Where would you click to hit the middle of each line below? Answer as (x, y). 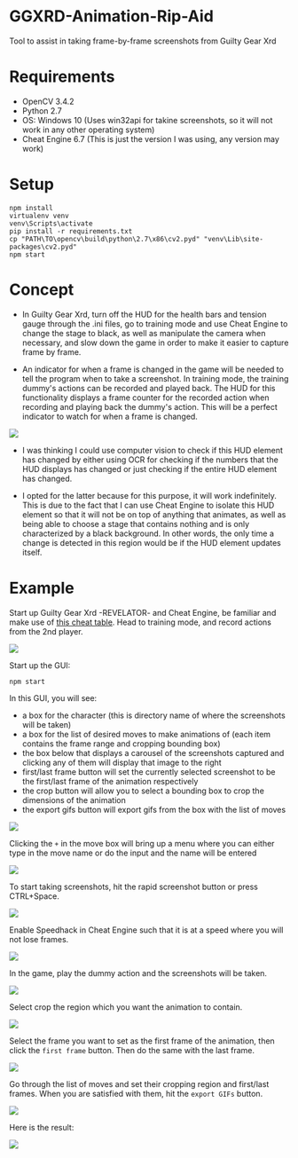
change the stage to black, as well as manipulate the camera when (144, 333)
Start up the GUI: (40, 665)
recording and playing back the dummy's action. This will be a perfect (149, 406)
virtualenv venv (39, 216)
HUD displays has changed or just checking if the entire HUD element (149, 469)
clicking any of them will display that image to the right (122, 762)
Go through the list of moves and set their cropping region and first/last (139, 1083)
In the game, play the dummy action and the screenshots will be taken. (138, 973)
